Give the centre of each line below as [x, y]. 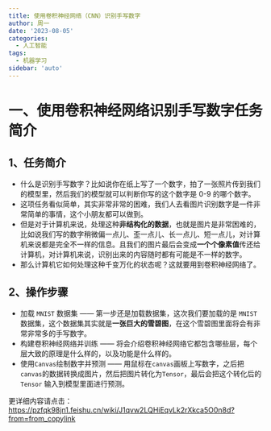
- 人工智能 [31, 46]
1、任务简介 [38, 163]
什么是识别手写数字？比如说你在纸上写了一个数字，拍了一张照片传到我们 [140, 184]
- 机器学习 [31, 61]
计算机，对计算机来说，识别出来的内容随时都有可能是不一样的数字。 [133, 254]
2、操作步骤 [38, 292]
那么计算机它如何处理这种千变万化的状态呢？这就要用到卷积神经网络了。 [140, 264]
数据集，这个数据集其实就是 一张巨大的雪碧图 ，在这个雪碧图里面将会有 [137, 323]
